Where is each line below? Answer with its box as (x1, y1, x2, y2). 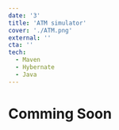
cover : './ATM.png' (8, 26, 73, 34)
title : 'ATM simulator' (8, 19, 87, 27)
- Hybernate (15, 63, 56, 71)
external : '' (8, 33, 52, 42)
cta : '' (8, 41, 34, 49)
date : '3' (8, 11, 41, 20)
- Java (15, 71, 37, 78)
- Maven (15, 56, 41, 64)
